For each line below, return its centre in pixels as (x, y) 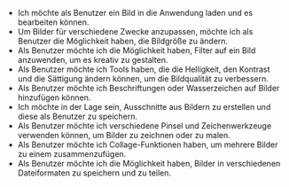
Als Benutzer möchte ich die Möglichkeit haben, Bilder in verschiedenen (149, 164)
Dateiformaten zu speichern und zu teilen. (94, 173)
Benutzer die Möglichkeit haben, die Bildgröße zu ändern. (123, 41)
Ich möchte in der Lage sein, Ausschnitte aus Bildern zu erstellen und (144, 107)
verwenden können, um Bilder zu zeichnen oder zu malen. (124, 135)
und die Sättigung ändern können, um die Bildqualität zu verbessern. (143, 78)
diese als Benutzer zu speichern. (78, 116)
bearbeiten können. (53, 22)
